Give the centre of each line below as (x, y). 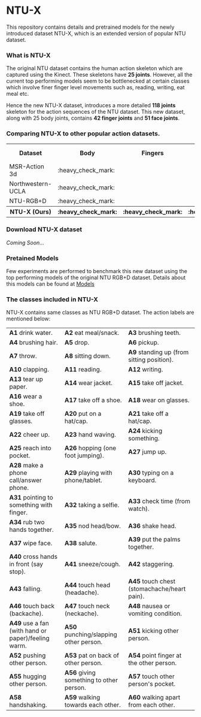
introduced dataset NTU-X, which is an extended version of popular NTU (96, 33)
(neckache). (82, 613)
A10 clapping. (29, 370)
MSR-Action (27, 167)
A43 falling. (25, 589)
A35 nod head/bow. (93, 526)
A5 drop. (77, 343)
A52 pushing (28, 655)
